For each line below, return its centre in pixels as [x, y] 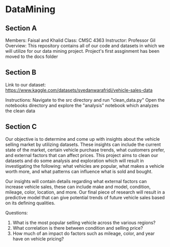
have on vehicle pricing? [38, 239]
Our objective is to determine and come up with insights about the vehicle [83, 139]
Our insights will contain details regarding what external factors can [76, 181]
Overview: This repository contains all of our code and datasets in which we [85, 46]
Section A [21, 28]
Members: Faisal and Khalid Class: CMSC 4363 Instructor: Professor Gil [80, 40]
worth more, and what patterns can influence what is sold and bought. [79, 171]
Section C [21, 127]
